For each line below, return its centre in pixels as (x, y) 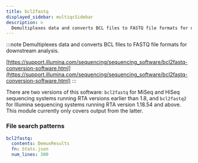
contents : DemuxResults (40, 144)
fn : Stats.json (30, 149)
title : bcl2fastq (27, 11)
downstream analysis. (33, 51)
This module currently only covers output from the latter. (75, 111)
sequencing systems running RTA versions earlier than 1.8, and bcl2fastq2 (96, 99)
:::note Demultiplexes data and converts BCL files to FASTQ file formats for (97, 45)
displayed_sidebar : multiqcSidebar (50, 17)
